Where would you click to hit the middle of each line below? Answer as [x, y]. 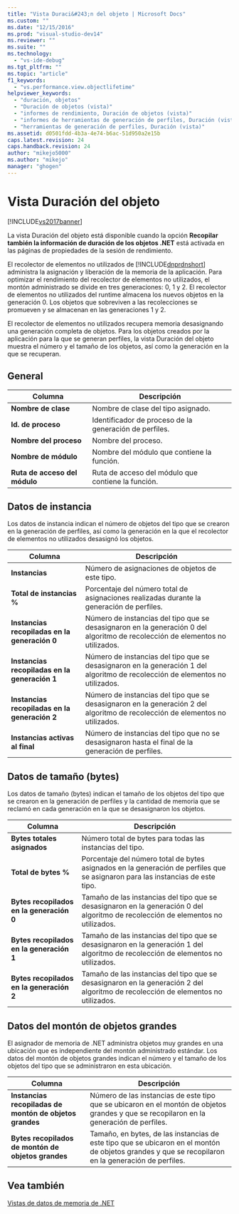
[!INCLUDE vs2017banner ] [45, 221]
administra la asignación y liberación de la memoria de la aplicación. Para [115, 272]
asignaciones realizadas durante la [143, 598]
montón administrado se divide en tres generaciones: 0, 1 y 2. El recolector [117, 287]
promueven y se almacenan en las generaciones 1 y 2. [87, 309]
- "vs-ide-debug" [39, 61]
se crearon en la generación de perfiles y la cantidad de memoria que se [114, 801]
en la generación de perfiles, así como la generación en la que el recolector [118, 531]
